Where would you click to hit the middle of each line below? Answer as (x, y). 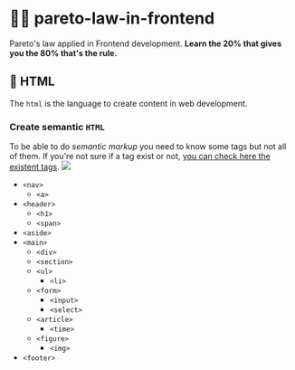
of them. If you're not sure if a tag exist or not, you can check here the (140, 157)
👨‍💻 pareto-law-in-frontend (112, 19)
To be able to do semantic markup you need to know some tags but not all (148, 147)
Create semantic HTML (57, 127)
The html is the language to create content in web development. (128, 103)
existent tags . (35, 167)
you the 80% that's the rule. (63, 52)
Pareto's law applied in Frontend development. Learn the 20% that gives (146, 43)
